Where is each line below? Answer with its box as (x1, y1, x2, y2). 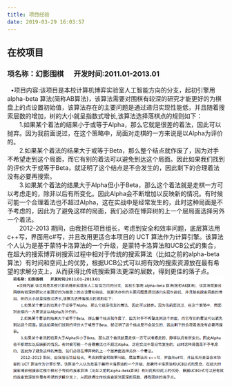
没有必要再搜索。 (7, 173, 56, 181)
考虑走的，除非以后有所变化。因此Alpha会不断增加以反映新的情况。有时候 (12, 190, 223, 198)
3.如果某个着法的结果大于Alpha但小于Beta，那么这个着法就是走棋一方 (19, 181, 217, 189)
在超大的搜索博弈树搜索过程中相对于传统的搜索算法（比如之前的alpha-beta (7, 250, 220, 258)
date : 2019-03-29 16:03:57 (7, 18, 85, 26)
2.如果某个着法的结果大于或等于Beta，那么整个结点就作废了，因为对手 (19, 146, 220, 155)
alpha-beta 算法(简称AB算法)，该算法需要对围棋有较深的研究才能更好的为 (7, 95, 216, 103)
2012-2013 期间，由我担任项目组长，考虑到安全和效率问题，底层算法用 (19, 224, 221, 233)
